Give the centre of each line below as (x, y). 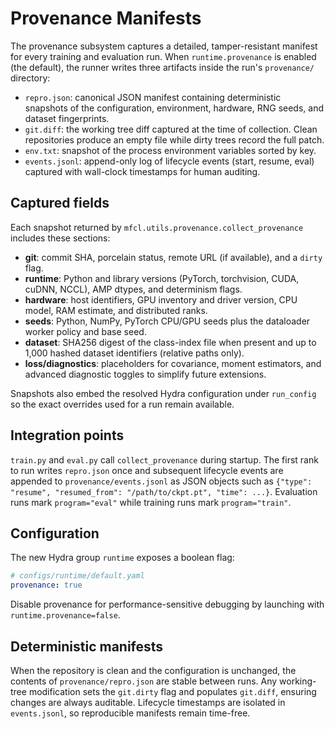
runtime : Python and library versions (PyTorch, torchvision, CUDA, (162, 278)
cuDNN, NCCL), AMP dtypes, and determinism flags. (133, 289)
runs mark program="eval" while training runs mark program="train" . (151, 502)
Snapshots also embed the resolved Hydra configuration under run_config (163, 393)
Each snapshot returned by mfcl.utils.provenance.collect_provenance (157, 227)
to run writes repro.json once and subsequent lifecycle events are (147, 470)
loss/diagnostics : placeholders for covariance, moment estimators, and (173, 363)
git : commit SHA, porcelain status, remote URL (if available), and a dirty (173, 257)
